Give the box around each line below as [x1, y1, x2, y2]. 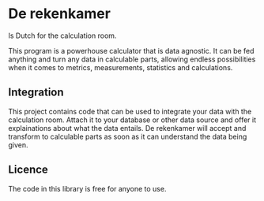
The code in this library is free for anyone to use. [8, 184, 167, 193]
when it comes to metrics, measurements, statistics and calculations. [8, 62, 233, 72]
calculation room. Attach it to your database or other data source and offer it [8, 115, 257, 125]
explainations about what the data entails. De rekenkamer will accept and [8, 123, 247, 132]
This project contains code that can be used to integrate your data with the [8, 106, 252, 116]
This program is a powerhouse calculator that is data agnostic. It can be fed [8, 46, 255, 55]
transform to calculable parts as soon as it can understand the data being [8, 132, 247, 141]
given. [8, 140, 29, 150]
